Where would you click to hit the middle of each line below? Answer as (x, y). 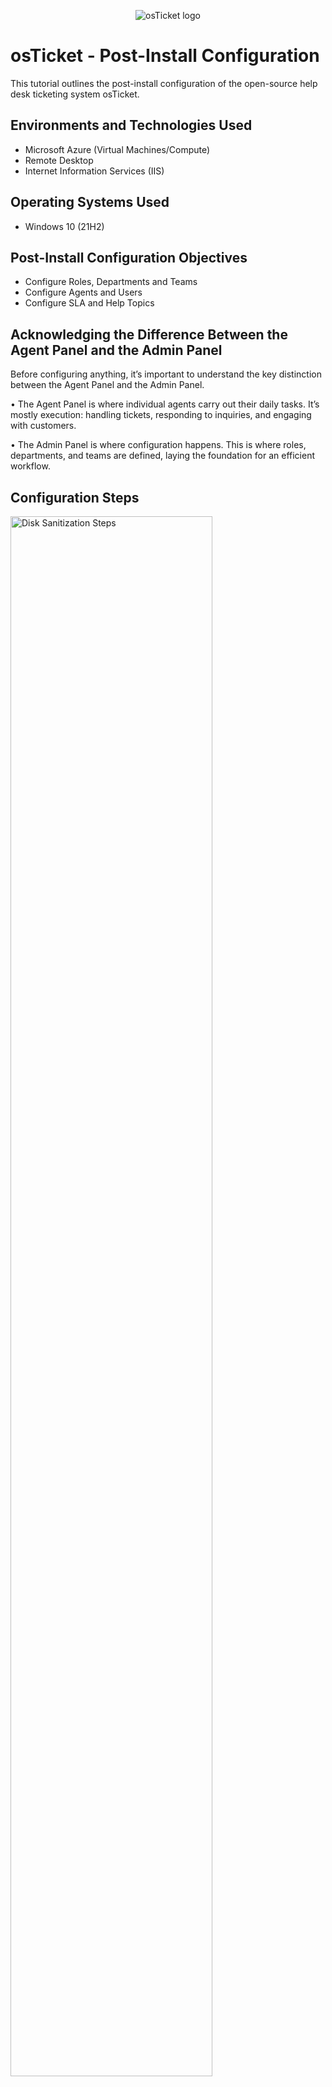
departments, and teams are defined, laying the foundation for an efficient (162, 456)
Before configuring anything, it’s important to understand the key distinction (166, 374)
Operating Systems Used (90, 202)
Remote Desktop (59, 160)
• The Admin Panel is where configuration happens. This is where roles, (158, 445)
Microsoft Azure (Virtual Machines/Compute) (117, 149)
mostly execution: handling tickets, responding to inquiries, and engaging (161, 415)
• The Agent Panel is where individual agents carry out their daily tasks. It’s (165, 404)
